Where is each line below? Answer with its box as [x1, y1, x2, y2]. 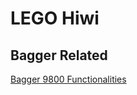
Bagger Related [10, 47, 108, 64]
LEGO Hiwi [10, 7, 100, 30]
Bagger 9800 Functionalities [10, 73, 127, 85]
